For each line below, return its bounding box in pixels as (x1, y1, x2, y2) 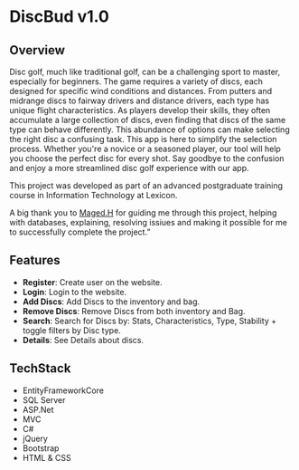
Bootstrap (22, 442, 60, 454)
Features (9, 253, 61, 268)
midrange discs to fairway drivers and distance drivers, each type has (9, 95, 269, 106)
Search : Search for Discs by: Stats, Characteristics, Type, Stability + (22, 315, 277, 326)
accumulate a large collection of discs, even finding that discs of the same (9, 115, 286, 125)
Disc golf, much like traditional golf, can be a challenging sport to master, (9, 66, 281, 77)
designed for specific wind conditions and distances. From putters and (9, 86, 273, 96)
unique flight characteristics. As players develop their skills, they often (9, 105, 271, 115)
